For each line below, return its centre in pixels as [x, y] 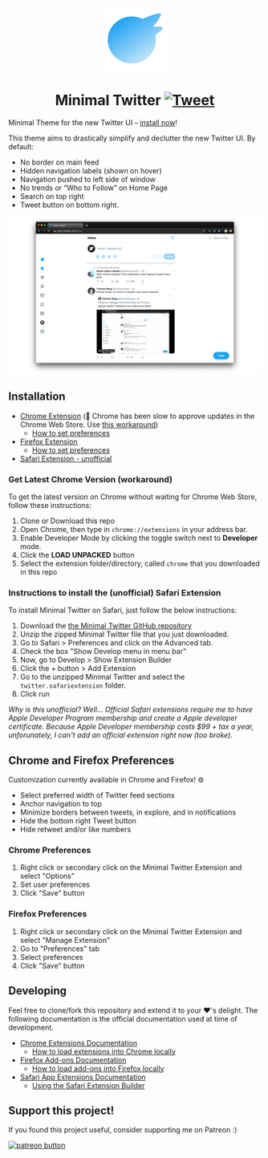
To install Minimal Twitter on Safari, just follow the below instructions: [123, 610]
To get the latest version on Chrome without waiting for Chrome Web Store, [133, 497]
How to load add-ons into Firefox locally [98, 1068]
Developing [37, 991]
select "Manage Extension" [65, 940]
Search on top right [52, 196]
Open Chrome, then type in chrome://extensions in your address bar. [134, 530]
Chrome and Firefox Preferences [91, 760]
